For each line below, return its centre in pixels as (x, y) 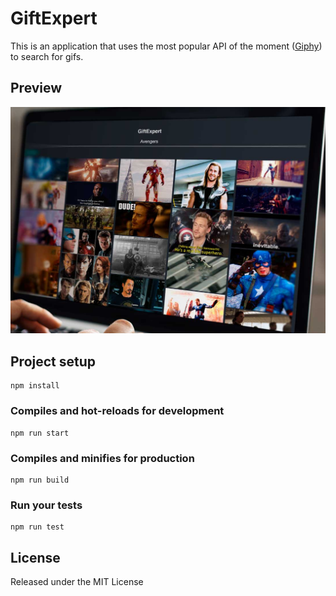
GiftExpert (54, 18)
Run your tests (46, 505)
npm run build (40, 480)
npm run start (40, 433)
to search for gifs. (47, 56)
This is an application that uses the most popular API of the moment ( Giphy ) (166, 46)
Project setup (53, 361)
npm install (35, 386)
